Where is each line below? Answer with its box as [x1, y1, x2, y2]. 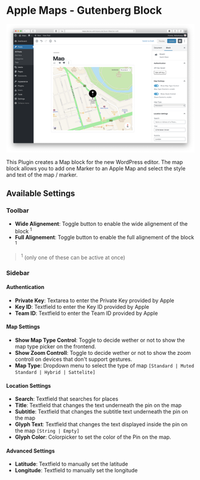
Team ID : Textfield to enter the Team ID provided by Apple [14, 309, 158, 317]
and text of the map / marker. [6, 171, 78, 178]
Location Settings [6, 382, 51, 389]
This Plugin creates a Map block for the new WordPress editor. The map [6, 158, 183, 165]
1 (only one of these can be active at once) [20, 253, 125, 261]
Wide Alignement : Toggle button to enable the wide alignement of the [14, 220, 188, 227]
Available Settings [6, 189, 76, 199]
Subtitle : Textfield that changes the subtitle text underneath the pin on [14, 408, 188, 415]
